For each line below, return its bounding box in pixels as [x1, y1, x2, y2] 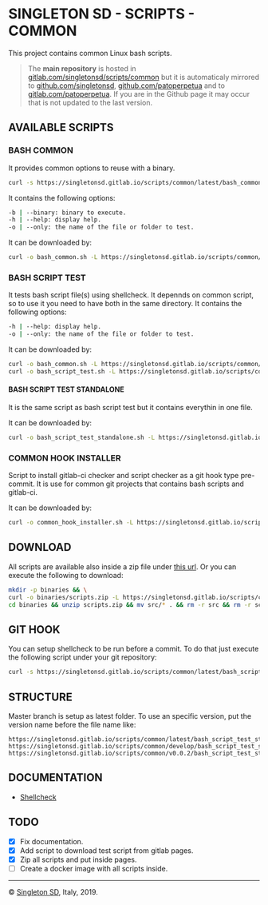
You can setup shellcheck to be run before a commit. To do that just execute [8, 644, 259, 654]
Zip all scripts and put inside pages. [19, 855, 137, 864]
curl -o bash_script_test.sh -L [8, 367, 116, 376]
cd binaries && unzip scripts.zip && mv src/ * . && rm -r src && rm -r [8, 600, 252, 608]
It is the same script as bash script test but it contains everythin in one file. [8, 403, 253, 412]
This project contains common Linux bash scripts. [8, 48, 173, 58]
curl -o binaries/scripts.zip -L [8, 593, 120, 601]
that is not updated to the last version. [27, 98, 153, 107]
